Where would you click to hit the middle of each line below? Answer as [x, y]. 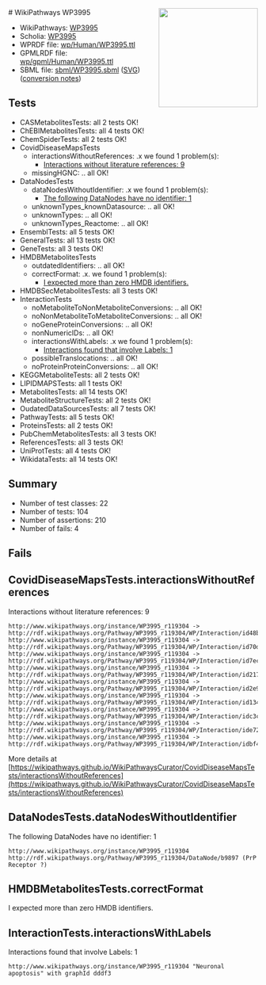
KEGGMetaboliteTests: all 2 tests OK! [80, 375]
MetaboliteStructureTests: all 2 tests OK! [85, 400]
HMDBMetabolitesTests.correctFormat [106, 890]
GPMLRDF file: [44, 53]
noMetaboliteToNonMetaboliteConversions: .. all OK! [117, 307]
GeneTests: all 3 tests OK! [62, 248]
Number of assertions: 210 [63, 520]
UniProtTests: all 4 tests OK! [65, 450]
